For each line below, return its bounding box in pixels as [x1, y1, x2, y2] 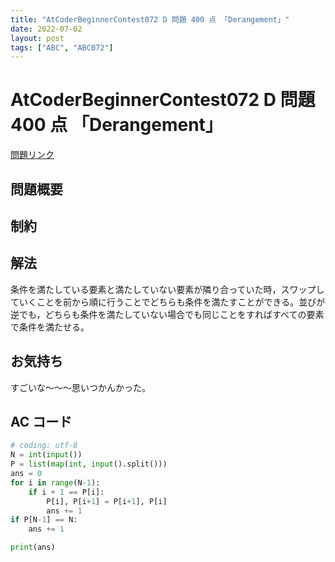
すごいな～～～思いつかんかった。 [10, 381, 151, 393]
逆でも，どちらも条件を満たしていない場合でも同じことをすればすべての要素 [10, 308, 325, 320]
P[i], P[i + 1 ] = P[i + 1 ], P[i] [46, 496, 168, 506]
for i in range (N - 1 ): [10, 477, 101, 488]
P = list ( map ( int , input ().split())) [10, 459, 168, 470]
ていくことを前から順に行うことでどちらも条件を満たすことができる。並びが [10, 296, 326, 308]
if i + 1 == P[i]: [28, 487, 105, 497]
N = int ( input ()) [10, 450, 83, 460]
